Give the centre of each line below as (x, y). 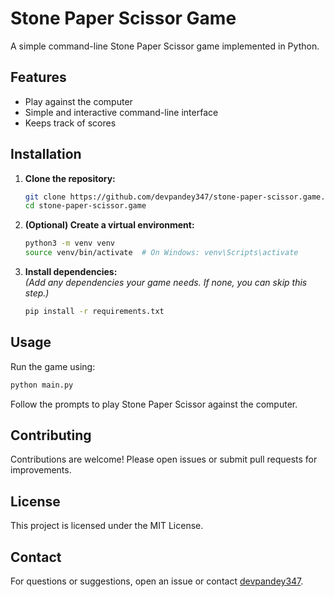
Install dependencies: (71, 272)
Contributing (51, 435)
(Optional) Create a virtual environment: (109, 225)
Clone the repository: (70, 178)
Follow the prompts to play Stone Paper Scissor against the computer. (154, 404)
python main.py (42, 385)
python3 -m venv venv (70, 243)
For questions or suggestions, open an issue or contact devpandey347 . (157, 581)
